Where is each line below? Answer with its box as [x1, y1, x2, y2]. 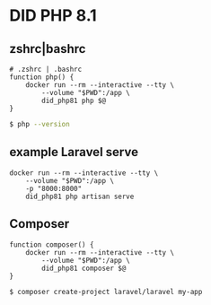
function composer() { [9, 240, 94, 249]
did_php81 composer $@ [41, 264, 127, 273]
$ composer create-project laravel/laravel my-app [9, 287, 203, 296]
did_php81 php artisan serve [25, 192, 135, 201]
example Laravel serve [9, 144, 139, 160]
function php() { [9, 73, 75, 82]
